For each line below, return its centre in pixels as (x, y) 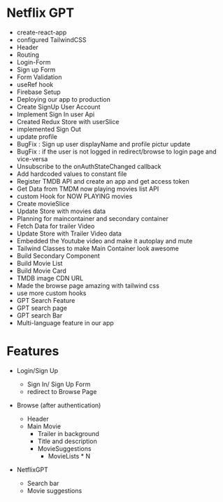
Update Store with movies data (61, 211)
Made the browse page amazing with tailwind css (88, 285)
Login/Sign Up (37, 370)
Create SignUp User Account (58, 107)
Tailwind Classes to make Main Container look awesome (98, 248)
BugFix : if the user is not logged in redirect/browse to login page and (117, 151)
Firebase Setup (38, 92)
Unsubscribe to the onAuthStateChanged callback (89, 166)
